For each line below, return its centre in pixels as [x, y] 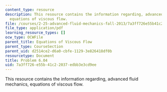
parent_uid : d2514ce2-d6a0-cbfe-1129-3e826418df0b [59, 51]
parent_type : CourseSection [34, 46]
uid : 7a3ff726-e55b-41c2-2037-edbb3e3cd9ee [51, 65]
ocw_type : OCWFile [24, 38]
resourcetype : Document [30, 56]
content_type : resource [30, 10]
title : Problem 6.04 [27, 60]
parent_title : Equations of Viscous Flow [49, 42]
